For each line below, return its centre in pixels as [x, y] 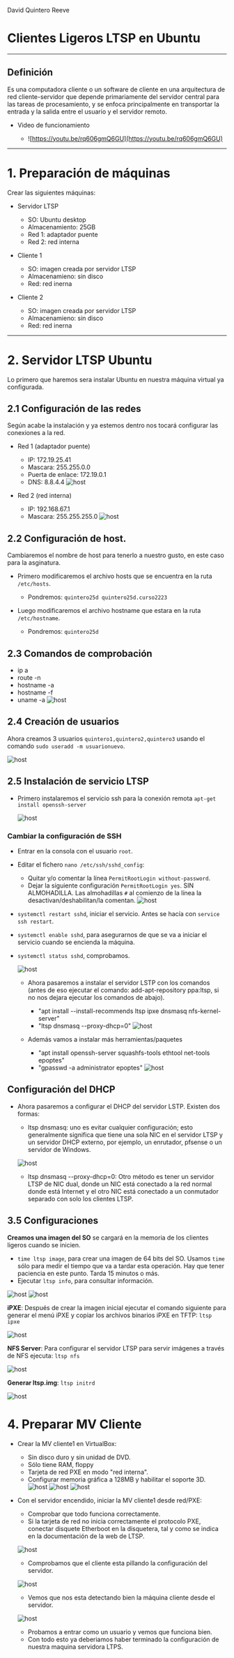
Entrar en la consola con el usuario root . [75, 851]
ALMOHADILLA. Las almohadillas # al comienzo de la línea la [115, 892]
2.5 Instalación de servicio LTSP [78, 781]
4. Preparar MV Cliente [75, 1424]
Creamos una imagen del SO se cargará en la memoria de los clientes [108, 1238]
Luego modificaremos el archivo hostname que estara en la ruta [109, 611]
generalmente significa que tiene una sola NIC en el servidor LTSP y [125, 1134]
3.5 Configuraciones [53, 1220]
